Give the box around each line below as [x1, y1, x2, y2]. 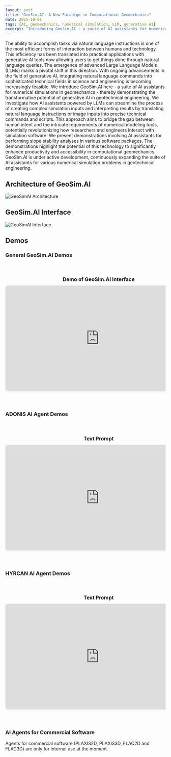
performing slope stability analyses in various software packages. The [5, 138, 153, 144]
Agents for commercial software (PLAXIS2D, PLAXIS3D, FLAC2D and [5, 740, 150, 747]
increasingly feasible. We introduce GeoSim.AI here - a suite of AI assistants [5, 84, 165, 90]
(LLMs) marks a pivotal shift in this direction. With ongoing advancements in [5, 67, 164, 74]
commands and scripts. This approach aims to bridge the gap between [5, 116, 154, 122]
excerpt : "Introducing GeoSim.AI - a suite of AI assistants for [5, 27, 147, 32]
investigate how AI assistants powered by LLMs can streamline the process [5, 100, 163, 106]
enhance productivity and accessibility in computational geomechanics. [5, 149, 156, 155]
